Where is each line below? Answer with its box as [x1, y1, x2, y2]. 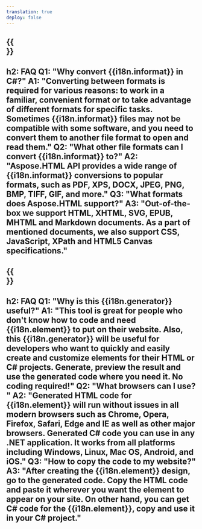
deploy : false [6, 14, 42, 21]
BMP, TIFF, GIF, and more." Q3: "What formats [6, 189, 183, 200]
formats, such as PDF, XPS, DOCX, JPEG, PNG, [6, 180, 185, 190]
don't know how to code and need [6, 315, 136, 326]
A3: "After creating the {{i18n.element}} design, [6, 466, 191, 477]
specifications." [6, 245, 68, 256]
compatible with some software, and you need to [6, 123, 194, 133]
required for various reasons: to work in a [6, 86, 165, 96]
